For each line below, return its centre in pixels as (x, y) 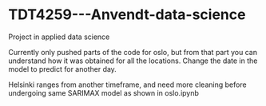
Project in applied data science (59, 37)
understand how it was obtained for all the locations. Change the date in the (133, 61)
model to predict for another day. (63, 69)
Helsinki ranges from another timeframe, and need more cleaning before (127, 84)
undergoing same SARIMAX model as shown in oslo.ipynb (104, 92)
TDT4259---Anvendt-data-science (127, 15)
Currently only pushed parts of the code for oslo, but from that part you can (133, 52)
